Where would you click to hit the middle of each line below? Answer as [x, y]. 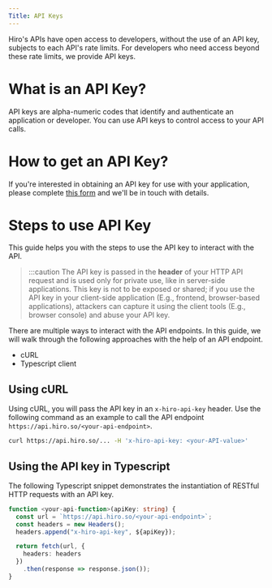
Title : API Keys [36, 16]
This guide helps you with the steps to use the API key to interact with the [131, 247]
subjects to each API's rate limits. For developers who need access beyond [134, 47]
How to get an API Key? [89, 161]
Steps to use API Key [80, 225]
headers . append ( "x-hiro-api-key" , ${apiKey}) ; [96, 532]
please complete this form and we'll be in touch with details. [109, 192]
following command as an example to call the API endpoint [106, 418]
